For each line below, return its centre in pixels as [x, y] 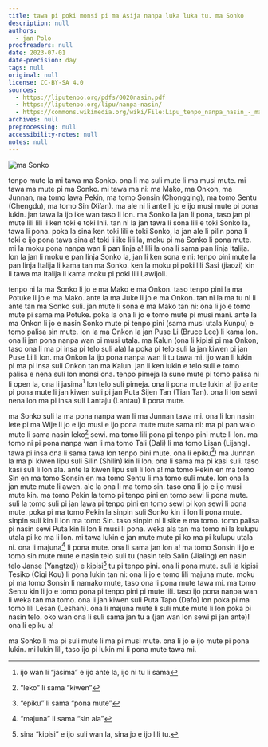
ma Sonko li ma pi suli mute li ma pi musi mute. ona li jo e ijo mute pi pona [129, 641]
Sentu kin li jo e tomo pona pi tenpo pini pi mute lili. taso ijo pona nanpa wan [133, 591]
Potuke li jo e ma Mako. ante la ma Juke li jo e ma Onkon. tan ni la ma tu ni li [132, 297]
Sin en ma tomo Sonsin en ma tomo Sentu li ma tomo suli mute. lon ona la [129, 478]
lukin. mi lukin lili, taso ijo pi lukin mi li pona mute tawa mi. [102, 649]
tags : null [26, 68]
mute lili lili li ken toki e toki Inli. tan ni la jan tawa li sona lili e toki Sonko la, [129, 223]
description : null [39, 23]
